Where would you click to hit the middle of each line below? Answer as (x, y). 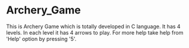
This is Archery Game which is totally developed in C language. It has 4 (93, 26)
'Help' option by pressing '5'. (41, 39)
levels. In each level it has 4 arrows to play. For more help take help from (95, 32)
